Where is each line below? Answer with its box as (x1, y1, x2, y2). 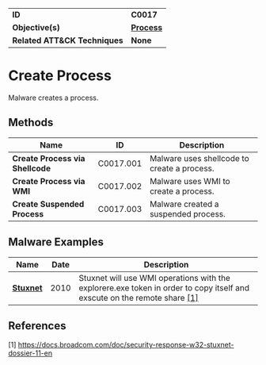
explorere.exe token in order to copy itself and (78, 282, 249, 293)
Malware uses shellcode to (149, 152, 249, 163)
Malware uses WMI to (149, 175, 231, 186)
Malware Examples (8, 236, 104, 249)
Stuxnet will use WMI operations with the (78, 272, 231, 283)
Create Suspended (12, 198, 85, 209)
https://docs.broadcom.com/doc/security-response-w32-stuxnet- (17, 340, 234, 350)
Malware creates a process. (8, 93, 99, 102)
